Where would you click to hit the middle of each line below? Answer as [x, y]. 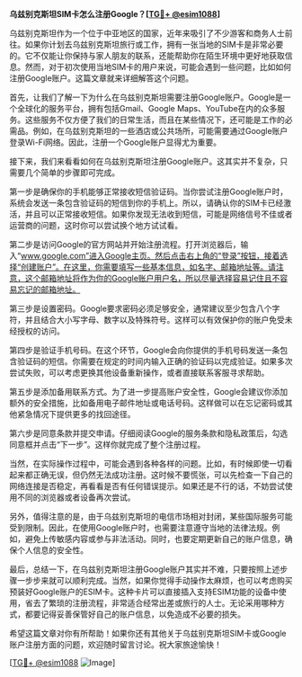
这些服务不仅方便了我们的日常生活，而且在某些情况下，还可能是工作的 [155, 120]
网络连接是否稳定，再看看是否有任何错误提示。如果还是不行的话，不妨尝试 [147, 486]
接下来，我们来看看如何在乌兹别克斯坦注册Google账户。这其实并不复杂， [145, 161]
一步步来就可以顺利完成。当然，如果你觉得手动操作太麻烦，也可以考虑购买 [155, 580]
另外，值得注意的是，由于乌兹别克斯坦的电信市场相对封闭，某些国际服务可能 [151, 517]
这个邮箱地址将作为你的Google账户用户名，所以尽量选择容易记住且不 [152, 278]
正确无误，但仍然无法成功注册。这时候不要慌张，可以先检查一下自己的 [163, 475]
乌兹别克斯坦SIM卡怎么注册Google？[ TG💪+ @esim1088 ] [115, 14]
